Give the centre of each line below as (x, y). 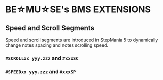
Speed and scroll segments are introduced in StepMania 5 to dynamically (82, 40)
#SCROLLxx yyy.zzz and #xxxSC (42, 58)
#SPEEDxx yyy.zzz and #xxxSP (41, 71)
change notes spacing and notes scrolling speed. (57, 45)
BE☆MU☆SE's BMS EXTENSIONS (78, 9)
